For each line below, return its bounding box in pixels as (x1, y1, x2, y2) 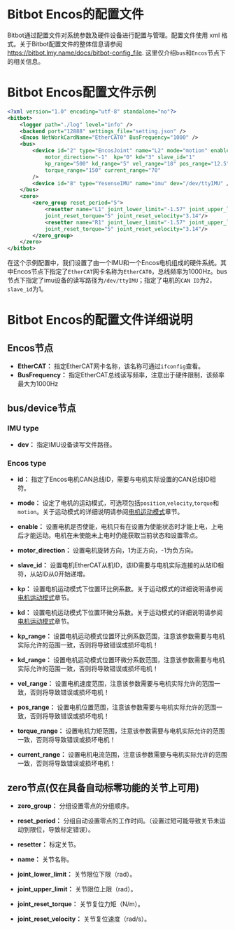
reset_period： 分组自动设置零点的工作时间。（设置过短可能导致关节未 (17, 816, 220, 825)
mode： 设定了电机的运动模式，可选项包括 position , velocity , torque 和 (17, 499, 219, 507)
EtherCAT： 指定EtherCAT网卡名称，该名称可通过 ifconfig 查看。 (17, 362, 205, 370)
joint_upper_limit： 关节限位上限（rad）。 (17, 884, 137, 893)
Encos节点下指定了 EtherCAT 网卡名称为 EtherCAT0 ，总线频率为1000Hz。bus (13, 267, 227, 276)
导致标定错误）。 (48, 825, 94, 833)
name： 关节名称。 (17, 855, 73, 863)
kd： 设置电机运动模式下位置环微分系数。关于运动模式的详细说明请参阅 (17, 608, 223, 617)
